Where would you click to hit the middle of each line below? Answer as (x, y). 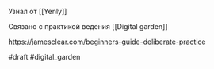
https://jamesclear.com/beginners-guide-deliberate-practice (107, 42)
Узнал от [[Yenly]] (38, 11)
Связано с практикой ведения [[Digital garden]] (88, 26)
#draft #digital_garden (44, 57)
